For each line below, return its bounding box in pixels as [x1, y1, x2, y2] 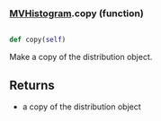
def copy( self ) [9, 35, 67, 45]
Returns [9, 77, 56, 92]
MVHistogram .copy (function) [9, 7, 144, 20]
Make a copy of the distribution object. [9, 52, 153, 63]
